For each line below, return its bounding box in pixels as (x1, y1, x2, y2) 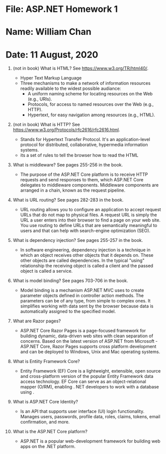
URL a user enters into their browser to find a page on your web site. (20, 217, 161, 223)
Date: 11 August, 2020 (5, 49, 98, 60)
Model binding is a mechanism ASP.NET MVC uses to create (20, 287, 144, 294)
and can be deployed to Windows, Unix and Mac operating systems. (20, 349, 161, 355)
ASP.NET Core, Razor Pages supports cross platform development (20, 344, 157, 350)
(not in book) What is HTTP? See (12, 122, 80, 128)
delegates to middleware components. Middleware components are (20, 182, 159, 188)
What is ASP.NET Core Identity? (12, 399, 79, 405)
